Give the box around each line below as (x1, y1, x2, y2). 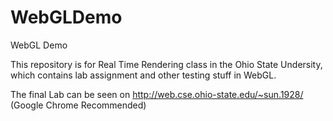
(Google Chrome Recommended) (10, 99, 147, 111)
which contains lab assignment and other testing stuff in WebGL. (10, 69, 277, 81)
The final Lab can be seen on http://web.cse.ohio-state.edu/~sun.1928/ (10, 88, 304, 100)
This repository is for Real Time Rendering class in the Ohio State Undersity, (10, 58, 323, 70)
